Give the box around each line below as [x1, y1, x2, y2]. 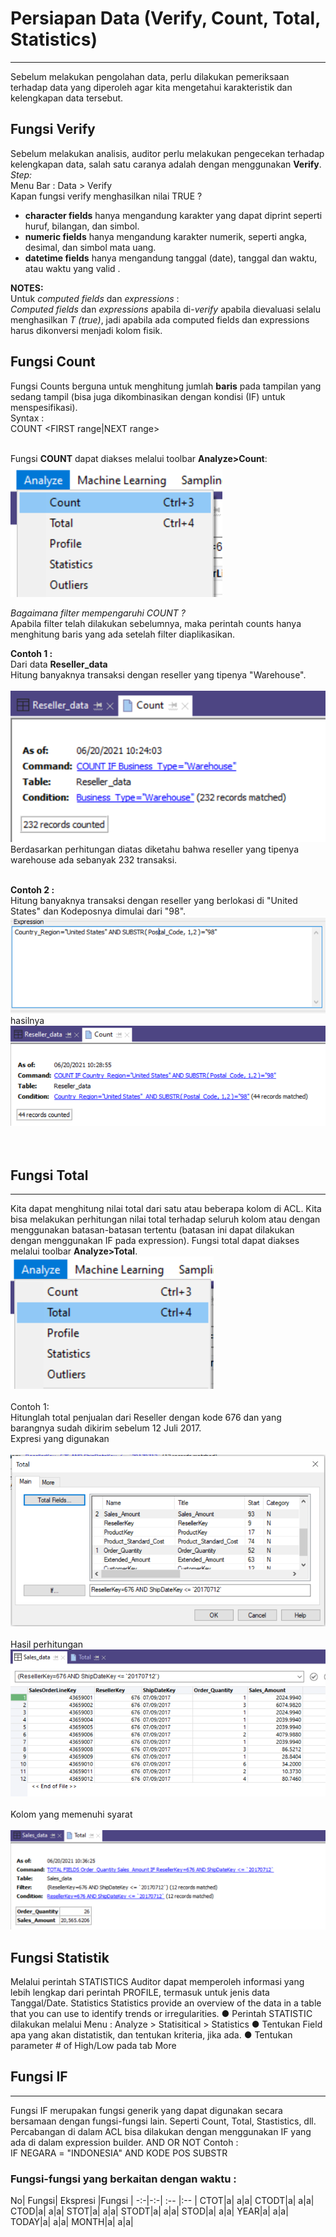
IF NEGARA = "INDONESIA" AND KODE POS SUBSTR [10, 2147, 228, 2159]
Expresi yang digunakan [10, 1433, 110, 1445]
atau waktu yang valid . [24, 262, 121, 274]
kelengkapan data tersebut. [10, 92, 124, 104]
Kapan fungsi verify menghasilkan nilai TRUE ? [10, 190, 203, 202]
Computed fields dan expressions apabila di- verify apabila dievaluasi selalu [10, 303, 321, 315]
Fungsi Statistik [10, 1949, 110, 1966]
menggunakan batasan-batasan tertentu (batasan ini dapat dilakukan [10, 1224, 295, 1236]
